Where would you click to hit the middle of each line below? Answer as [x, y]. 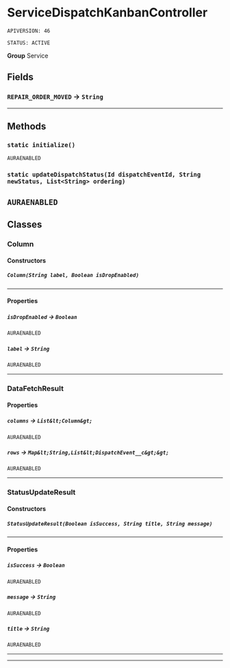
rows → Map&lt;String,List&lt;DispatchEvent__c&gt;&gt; [88, 452]
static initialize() [41, 145]
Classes [25, 225]
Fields [21, 77]
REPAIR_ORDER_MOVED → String [55, 97]
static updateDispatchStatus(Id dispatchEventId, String [104, 175]
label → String [28, 348]
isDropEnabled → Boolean [42, 316]
